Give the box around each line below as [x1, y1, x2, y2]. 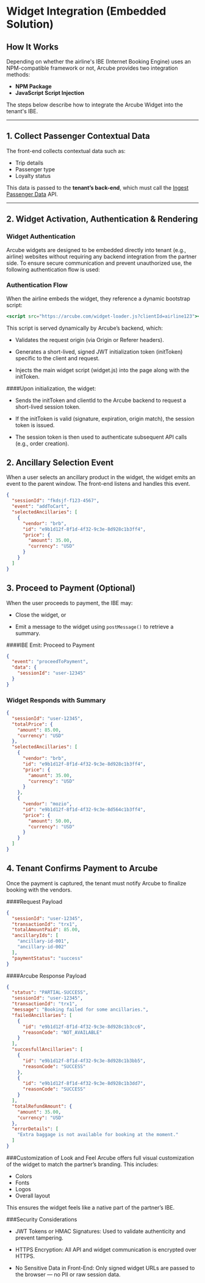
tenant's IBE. [6, 108, 38, 114]
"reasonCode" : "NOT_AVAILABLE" [22, 1029, 103, 1035]
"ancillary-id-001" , [17, 938, 70, 945]
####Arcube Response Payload [6, 972, 87, 980]
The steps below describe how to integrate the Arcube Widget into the [6, 101, 183, 108]
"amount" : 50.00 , [28, 818, 72, 824]
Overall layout [15, 1192, 51, 1199]
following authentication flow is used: [6, 266, 100, 273]
